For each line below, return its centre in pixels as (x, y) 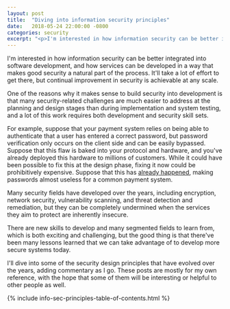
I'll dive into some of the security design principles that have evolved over (111, 263)
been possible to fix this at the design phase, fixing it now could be (102, 165)
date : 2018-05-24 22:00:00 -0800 (58, 26)
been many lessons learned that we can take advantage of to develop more (114, 243)
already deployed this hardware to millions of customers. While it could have (115, 158)
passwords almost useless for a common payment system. (90, 180)
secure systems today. (39, 250)
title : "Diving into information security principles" (88, 20)
